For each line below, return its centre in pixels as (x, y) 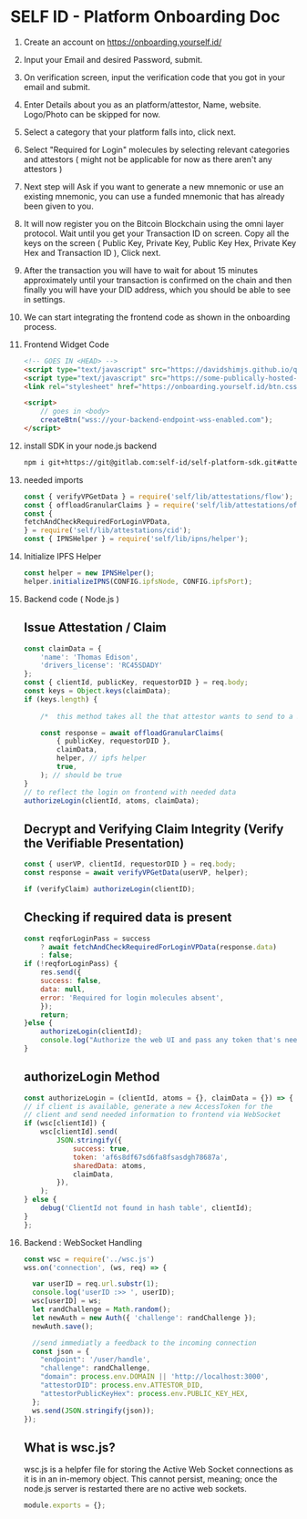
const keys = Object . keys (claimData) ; (97, 691)
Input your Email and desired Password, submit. (113, 59)
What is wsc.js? (70, 1447)
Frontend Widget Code (67, 344)
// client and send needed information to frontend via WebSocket (152, 1115)
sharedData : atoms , (109, 1165)
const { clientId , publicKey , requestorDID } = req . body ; (136, 683)
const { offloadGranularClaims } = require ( (109, 505)
